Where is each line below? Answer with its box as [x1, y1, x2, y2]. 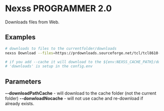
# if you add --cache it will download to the [5, 59, 102, 64]
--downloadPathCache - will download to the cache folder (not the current [5, 91, 157, 96]
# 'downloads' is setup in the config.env [5, 64, 93, 69]
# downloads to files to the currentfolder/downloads [5, 46, 117, 51]
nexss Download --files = [5, 51, 56, 55]
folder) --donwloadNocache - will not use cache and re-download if [5, 95, 143, 101]
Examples [5, 33, 36, 41]
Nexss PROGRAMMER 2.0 [5, 3, 112, 14]
